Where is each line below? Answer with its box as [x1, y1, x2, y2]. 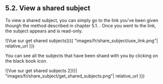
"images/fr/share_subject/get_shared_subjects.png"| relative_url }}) [5, 72, 145, 79]
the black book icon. [5, 57, 48, 64]
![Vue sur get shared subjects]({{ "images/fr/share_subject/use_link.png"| [5, 37, 158, 43]
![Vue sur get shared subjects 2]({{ [5, 67, 77, 73]
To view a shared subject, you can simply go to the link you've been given [5, 17, 158, 23]
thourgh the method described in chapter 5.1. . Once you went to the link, [5, 22, 156, 28]
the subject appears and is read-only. [5, 27, 83, 34]
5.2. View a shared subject [5, 4, 91, 12]
